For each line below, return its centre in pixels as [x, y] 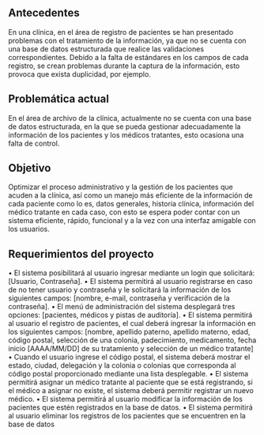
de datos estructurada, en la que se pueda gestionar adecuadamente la [124, 127]
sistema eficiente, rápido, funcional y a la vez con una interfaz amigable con [132, 221]
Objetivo [30, 168]
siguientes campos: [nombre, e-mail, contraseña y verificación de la [119, 298]
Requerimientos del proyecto [81, 253]
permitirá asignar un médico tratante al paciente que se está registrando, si [130, 382]
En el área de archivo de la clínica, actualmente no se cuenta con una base [130, 118]
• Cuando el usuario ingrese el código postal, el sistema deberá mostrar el [129, 357]
